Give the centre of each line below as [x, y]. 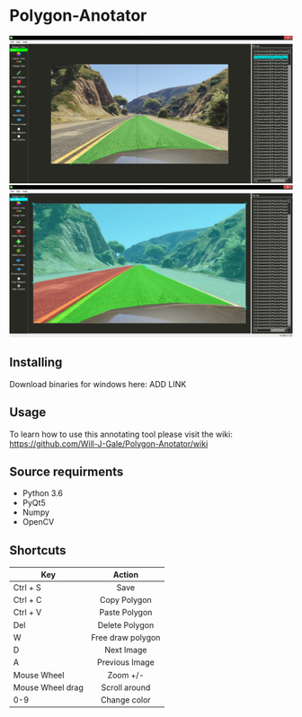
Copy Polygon [126, 600]
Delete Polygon [126, 624]
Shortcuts [38, 550]
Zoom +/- [126, 675]
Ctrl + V [27, 613]
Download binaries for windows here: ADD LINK [98, 384]
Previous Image [126, 662]
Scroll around [126, 687]
